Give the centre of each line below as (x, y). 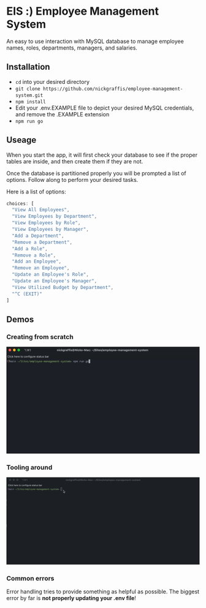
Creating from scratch (40, 337)
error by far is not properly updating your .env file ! (71, 598)
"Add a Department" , (38, 236)
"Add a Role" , (30, 249)
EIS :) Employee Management (83, 11)
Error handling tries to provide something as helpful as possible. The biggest (103, 591)
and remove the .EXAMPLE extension (62, 114)
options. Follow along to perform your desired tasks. (72, 179)
